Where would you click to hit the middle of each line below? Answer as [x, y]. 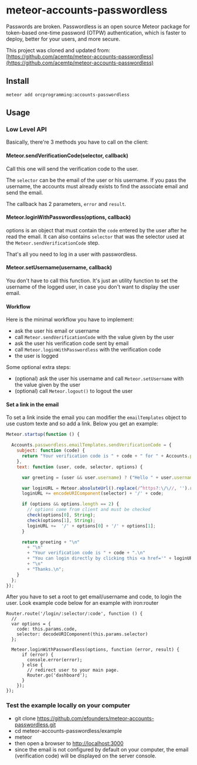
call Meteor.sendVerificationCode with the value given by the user [94, 337]
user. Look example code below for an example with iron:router [82, 603]
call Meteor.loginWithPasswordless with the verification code [88, 350]
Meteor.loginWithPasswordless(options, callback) [69, 217]
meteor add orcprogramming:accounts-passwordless [68, 94]
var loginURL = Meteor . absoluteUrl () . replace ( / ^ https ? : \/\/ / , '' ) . [106, 488]
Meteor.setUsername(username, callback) [59, 268]
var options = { [31, 624]
